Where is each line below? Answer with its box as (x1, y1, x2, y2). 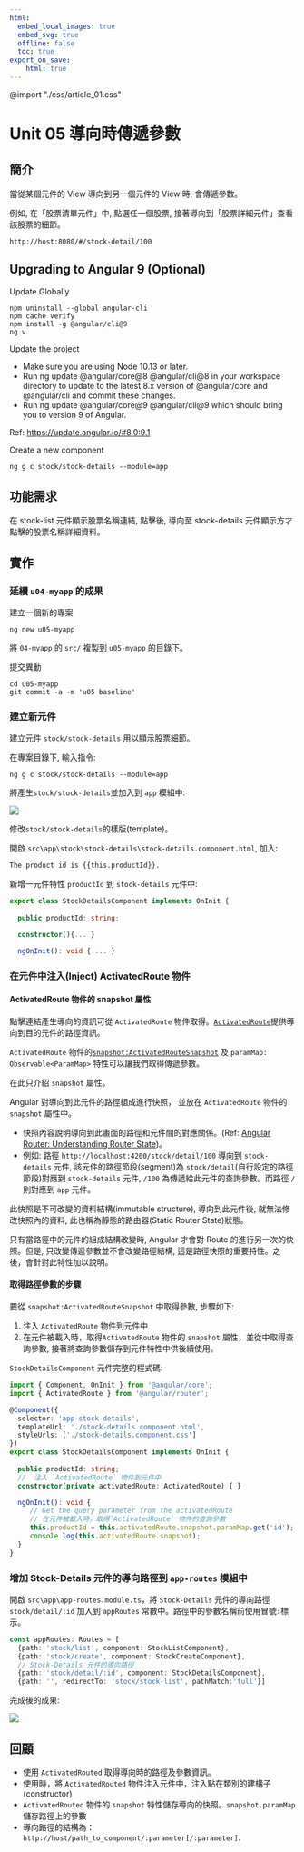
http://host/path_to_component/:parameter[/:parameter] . (22, 1832, 241, 1843)
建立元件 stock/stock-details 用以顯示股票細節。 (9, 732, 195, 743)
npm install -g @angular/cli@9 (9, 319, 128, 328)
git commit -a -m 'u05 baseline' (9, 688, 136, 697)
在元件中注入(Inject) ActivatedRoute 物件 (9, 970, 191, 982)
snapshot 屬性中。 (9, 1108, 77, 1119)
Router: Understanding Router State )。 (22, 1138, 168, 1150)
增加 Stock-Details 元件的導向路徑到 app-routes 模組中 (9, 1571, 248, 1584)
